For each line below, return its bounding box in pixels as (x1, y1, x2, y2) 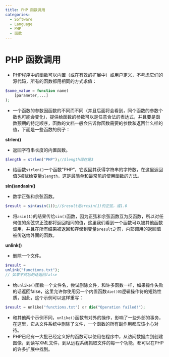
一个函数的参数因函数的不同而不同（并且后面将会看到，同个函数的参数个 (12, 107, 163, 114)
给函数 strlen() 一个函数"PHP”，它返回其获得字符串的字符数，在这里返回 (12, 167, 163, 173)
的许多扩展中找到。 (12, 346, 53, 352)
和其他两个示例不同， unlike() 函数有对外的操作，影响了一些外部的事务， (12, 314, 164, 321)
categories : (5, 12, 30, 17)
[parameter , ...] (14, 93, 49, 98)
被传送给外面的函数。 (12, 232, 57, 238)
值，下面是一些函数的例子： (12, 126, 71, 132)
